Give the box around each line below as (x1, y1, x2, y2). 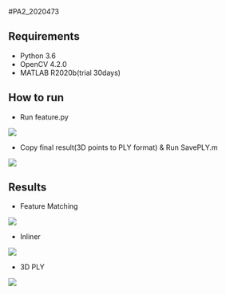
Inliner (19, 232, 42, 241)
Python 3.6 (19, 51, 56, 61)
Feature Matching (19, 202, 78, 211)
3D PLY (19, 262, 46, 272)
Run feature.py (19, 112, 69, 122)
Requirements (8, 29, 80, 43)
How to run (8, 91, 65, 104)
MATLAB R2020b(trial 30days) (19, 68, 121, 77)
